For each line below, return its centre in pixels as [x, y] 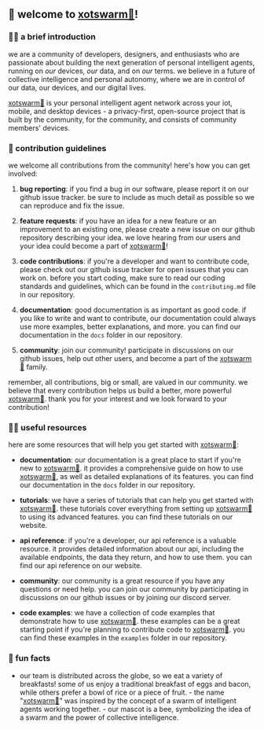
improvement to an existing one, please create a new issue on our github [137, 229]
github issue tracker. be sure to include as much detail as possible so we [137, 197]
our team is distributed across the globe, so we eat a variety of [121, 675]
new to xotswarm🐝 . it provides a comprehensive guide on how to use [131, 468]
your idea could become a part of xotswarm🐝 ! [94, 245]
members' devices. [39, 127]
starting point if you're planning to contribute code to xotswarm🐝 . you [132, 629]
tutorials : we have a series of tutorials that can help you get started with [136, 500]
